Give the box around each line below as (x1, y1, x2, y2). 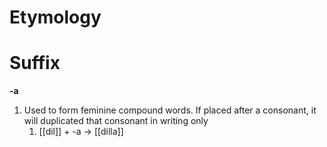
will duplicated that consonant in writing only (23, 115, 209, 127)
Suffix (9, 52, 61, 75)
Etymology (9, 6, 102, 29)
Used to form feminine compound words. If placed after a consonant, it (23, 104, 317, 116)
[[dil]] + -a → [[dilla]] (38, 126, 124, 138)
